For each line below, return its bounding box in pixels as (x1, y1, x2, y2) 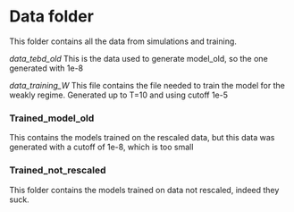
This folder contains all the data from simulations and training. (9, 36, 237, 47)
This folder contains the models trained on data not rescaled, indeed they (9, 184, 280, 195)
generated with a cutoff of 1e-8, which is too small (9, 141, 194, 153)
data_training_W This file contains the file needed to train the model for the (9, 80, 286, 90)
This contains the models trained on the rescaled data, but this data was (9, 132, 275, 143)
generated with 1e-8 (9, 63, 84, 73)
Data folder (9, 6, 94, 27)
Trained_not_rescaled (9, 164, 106, 176)
